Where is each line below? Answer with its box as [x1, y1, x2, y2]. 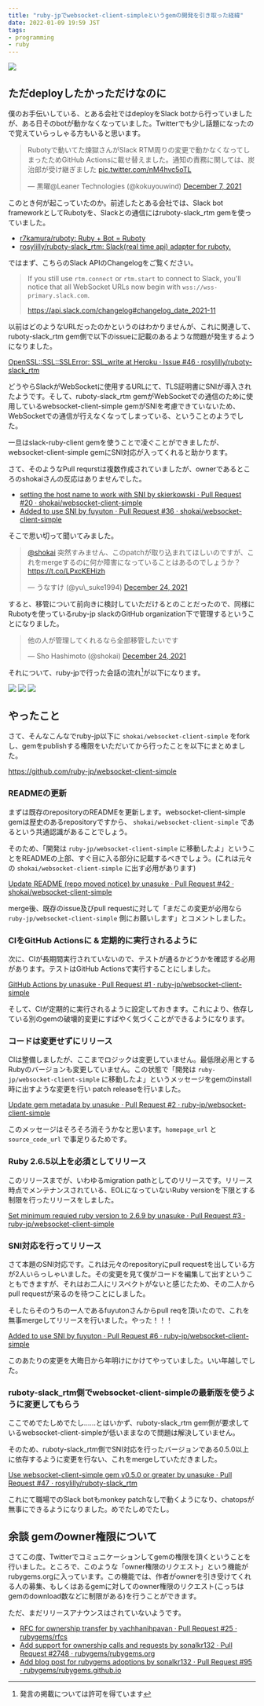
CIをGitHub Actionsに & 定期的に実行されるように [8, 935, 198, 946]
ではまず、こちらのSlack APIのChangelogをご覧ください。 [8, 258, 198, 267]
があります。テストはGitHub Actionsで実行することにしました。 [8, 964, 214, 973]
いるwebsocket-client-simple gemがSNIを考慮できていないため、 [28, 401, 240, 411]
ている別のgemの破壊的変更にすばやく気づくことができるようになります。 [8, 1014, 249, 1023]
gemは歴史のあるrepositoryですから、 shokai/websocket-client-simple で [8, 817, 247, 826]
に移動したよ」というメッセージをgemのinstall [101, 1074, 252, 1084]
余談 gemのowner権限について [8, 1529, 157, 1543]
